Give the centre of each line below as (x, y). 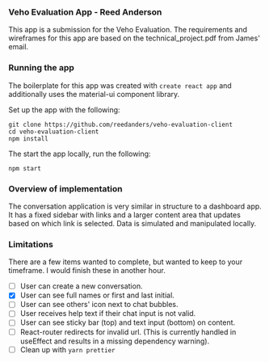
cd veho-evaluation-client (54, 132)
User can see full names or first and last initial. (97, 295)
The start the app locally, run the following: (80, 154)
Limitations (31, 244)
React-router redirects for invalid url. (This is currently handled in (128, 332)
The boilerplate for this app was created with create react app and (120, 85)
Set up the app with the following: (64, 109)
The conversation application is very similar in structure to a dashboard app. (135, 206)
